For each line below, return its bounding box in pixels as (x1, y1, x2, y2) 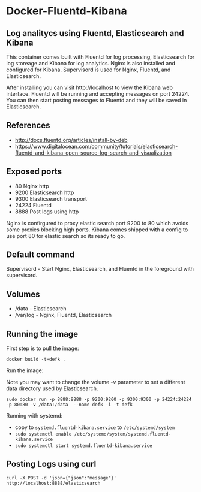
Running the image (6, 328, 79, 339)
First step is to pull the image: (6, 345, 79, 352)
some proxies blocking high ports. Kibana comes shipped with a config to (6, 226, 188, 233)
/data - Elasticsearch (14, 305, 67, 312)
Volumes (6, 289, 40, 299)
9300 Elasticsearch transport (14, 195, 87, 202)
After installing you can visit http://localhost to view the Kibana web (6, 84, 173, 91)
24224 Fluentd (14, 201, 52, 209)
